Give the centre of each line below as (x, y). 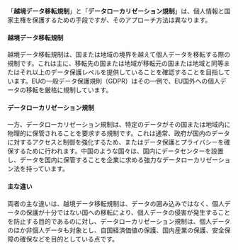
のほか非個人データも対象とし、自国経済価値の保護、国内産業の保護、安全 (116, 230)
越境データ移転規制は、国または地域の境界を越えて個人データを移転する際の (119, 55)
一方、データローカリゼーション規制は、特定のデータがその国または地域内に (119, 125)
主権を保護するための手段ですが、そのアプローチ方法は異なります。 (112, 20)
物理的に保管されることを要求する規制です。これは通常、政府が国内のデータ (119, 133)
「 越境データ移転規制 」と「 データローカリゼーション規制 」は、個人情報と (116, 11)
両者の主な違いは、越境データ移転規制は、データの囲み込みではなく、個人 (116, 203)
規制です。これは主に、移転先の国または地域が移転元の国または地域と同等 (116, 64)
